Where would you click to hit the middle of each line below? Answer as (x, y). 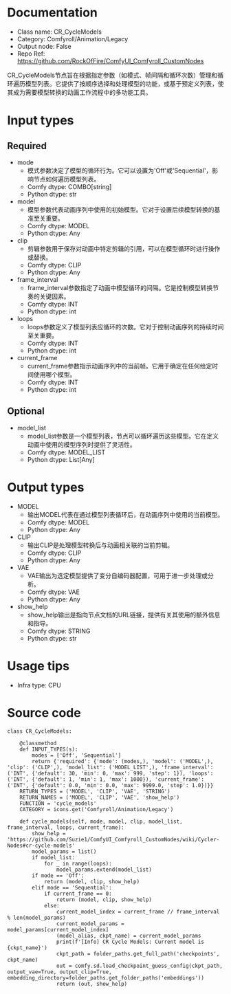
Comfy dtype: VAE (54, 592)
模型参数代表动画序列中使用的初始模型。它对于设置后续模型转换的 (121, 209)
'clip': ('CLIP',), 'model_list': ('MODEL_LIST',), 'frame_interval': (110, 767)
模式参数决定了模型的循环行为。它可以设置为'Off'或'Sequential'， (120, 170)
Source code (44, 713)
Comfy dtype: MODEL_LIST (66, 452)
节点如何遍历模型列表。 (67, 179)
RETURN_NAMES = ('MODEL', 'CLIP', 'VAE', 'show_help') (100, 797)
